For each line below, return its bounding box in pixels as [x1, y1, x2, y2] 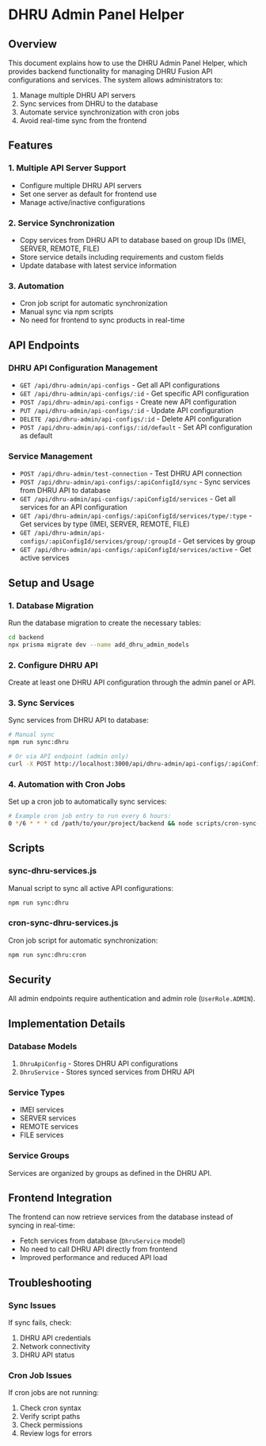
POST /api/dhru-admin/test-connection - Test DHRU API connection [19, 469, 242, 478]
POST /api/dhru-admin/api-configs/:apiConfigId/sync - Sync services [19, 477, 251, 487]
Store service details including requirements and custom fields [19, 252, 224, 261]
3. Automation [8, 280, 65, 291]
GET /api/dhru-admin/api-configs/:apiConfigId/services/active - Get [19, 545, 252, 554]
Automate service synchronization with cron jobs [19, 107, 180, 117]
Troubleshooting [8, 1276, 93, 1290]
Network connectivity [19, 1342, 91, 1352]
